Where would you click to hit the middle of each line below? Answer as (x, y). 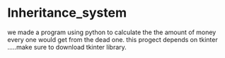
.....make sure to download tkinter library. (67, 47)
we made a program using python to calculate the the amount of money (112, 32)
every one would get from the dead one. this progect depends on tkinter (112, 39)
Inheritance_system (67, 13)
